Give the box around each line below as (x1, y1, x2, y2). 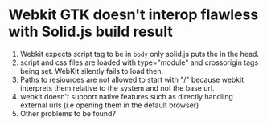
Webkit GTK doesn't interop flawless (8, 6, 259, 24)
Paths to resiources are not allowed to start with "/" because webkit (19, 75, 244, 84)
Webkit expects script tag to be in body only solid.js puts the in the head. (19, 49, 260, 58)
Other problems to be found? (19, 108, 117, 118)
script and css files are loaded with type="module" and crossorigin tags (19, 58, 259, 67)
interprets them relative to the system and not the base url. (19, 83, 215, 93)
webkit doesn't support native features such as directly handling (19, 91, 233, 101)
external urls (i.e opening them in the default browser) (19, 100, 199, 110)
